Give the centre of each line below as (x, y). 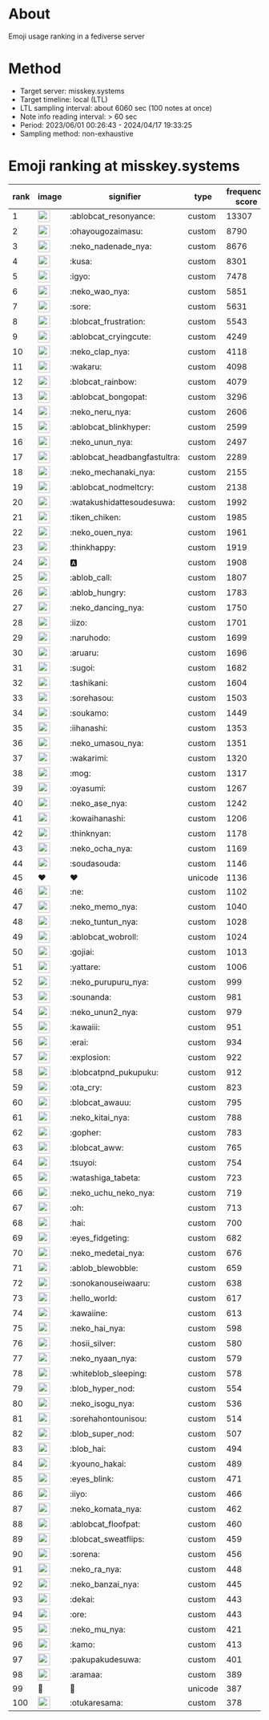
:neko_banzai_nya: (104, 1584)
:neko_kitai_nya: (99, 1117)
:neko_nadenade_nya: (110, 246)
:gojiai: (82, 952)
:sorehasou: (92, 698)
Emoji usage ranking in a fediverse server (77, 36)
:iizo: (78, 622)
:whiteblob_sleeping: (108, 1373)
